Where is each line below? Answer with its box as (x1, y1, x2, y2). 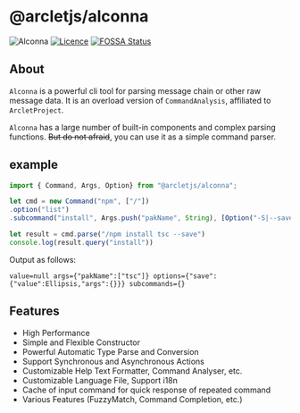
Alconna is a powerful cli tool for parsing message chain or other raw (9, 85, 262, 96)
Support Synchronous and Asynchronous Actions (21, 356, 205, 367)
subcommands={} (129, 279, 186, 288)
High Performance (21, 327, 91, 338)
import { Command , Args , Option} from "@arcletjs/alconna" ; (9, 181, 238, 190)
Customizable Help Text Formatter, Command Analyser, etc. (21, 365, 243, 376)
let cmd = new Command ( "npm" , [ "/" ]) (9, 197, 150, 206)
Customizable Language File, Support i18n (21, 375, 179, 385)
